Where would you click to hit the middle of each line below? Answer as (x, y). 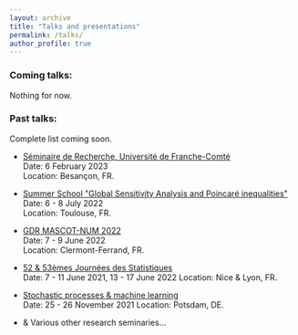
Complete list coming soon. (61, 139)
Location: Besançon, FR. (68, 175)
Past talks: (33, 119)
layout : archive (40, 18)
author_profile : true (51, 43)
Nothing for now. (41, 95)
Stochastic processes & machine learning (101, 295)
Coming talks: (41, 76)
